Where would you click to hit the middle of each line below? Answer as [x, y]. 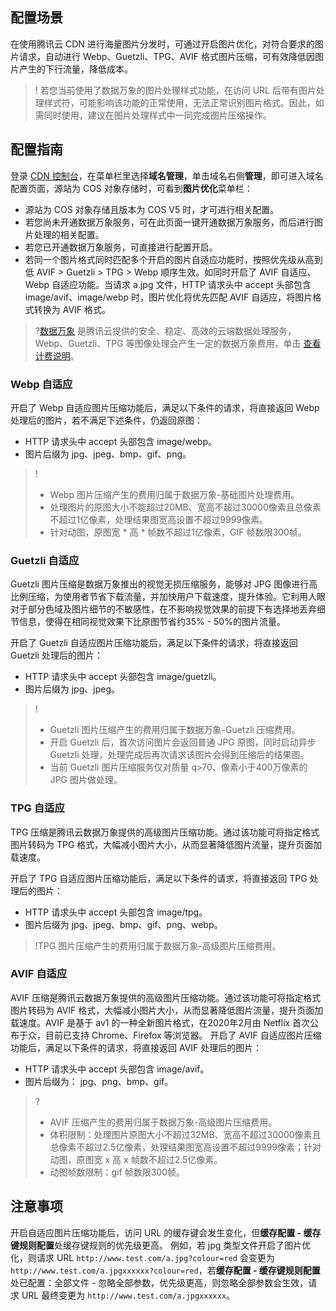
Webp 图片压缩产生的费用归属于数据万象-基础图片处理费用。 [174, 494]
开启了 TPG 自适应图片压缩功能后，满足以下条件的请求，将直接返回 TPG [159, 878]
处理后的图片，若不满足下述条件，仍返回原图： [106, 420]
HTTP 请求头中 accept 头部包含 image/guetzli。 [123, 677]
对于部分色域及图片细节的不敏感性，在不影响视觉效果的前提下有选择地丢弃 [163, 609]
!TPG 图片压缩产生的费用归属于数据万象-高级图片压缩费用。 [158, 945]
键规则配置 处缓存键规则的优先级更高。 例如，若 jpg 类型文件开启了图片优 [161, 1245]
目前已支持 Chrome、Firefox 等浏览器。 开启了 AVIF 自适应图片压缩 [183, 1035]
